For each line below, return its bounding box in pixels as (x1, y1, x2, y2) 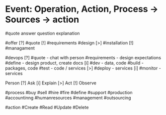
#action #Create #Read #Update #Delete (5, 104, 89, 110)
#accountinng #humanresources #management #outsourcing (5, 95, 131, 101)
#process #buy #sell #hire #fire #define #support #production (5, 89, 133, 95)
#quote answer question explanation (5, 30, 80, 36)
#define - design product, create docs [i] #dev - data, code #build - (5, 60, 144, 66)
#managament (5, 45, 35, 51)
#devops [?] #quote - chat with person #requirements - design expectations (5, 54, 162, 60)
